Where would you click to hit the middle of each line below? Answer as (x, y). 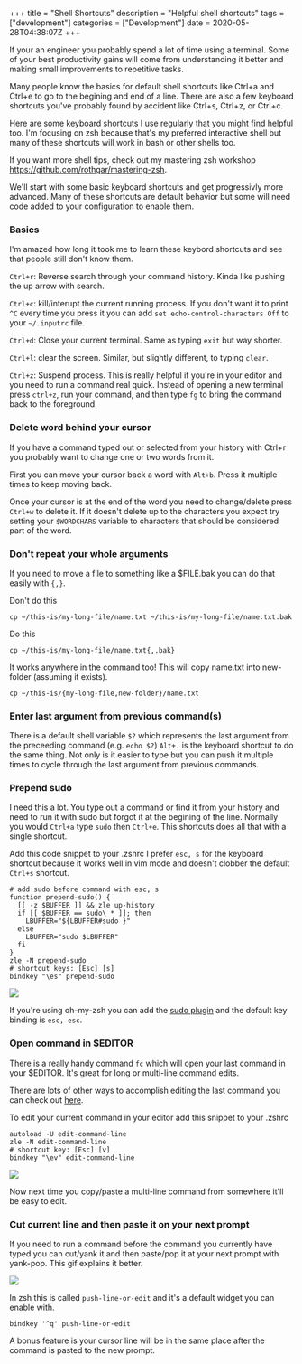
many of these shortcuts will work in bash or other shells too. (123, 142)
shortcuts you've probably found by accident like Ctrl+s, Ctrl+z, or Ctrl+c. (146, 106)
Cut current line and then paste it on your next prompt (129, 1224)
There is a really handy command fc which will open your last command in (147, 1063)
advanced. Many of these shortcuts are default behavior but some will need (150, 197)
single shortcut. (38, 836)
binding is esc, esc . (46, 1020)
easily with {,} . (37, 583)
